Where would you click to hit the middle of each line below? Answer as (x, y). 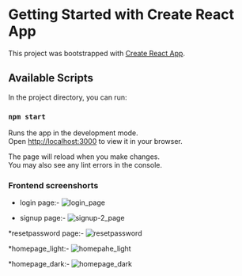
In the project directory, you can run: (68, 97)
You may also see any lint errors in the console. (85, 165)
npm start (27, 117)
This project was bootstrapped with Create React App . (97, 53)
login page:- (40, 202)
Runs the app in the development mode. (73, 133)
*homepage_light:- (39, 249)
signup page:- (43, 218)
